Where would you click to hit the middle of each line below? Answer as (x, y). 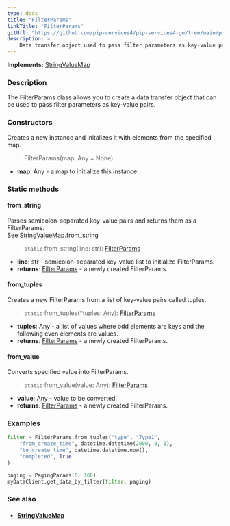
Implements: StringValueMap (49, 65)
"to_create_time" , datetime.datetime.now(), (84, 450)
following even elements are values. (67, 334)
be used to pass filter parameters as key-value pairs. (81, 105)
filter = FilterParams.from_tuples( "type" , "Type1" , (84, 438)
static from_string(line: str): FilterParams (82, 248)
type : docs (23, 13)
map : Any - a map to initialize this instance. (78, 171)
